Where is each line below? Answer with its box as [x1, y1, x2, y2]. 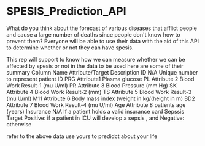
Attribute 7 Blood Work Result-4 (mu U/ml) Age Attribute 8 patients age [6, 101, 186, 108]
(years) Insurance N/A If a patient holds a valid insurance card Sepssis [6, 108, 185, 115]
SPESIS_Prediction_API [6, 4, 127, 18]
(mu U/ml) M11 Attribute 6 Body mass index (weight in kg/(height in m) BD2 [6, 95, 195, 102]
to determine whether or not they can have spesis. [6, 44, 134, 51]
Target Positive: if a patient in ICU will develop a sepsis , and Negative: [6, 114, 185, 122]
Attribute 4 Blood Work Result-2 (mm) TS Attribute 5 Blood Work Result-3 [6, 88, 192, 95]
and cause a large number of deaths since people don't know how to [6, 31, 180, 38]
